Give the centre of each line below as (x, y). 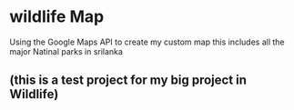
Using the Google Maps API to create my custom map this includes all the (147, 42)
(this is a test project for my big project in (128, 80)
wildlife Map (57, 17)
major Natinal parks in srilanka (66, 51)
